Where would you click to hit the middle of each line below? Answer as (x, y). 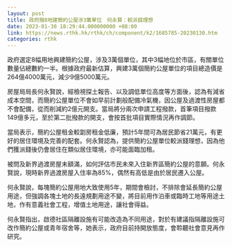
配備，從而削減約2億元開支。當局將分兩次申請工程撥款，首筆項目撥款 (118, 109)
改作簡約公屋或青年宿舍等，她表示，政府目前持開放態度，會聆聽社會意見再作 (116, 228)
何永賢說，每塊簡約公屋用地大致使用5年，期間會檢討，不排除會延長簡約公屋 (115, 188)
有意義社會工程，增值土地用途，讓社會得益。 (89, 205)
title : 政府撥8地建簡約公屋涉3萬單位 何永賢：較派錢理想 (80, 20)
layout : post (26, 13)
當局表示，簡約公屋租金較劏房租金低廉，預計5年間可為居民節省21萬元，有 (112, 132)
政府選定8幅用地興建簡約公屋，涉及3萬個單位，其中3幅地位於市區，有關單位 (116, 60)
